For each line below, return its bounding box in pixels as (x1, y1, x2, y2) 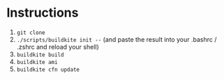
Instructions (6, 5, 79, 21)
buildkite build (16, 51, 64, 58)
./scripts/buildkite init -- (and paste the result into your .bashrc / (16, 35, 217, 43)
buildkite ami (16, 58, 58, 65)
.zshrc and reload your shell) (16, 42, 99, 51)
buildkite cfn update (16, 66, 80, 73)
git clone (16, 29, 46, 36)
